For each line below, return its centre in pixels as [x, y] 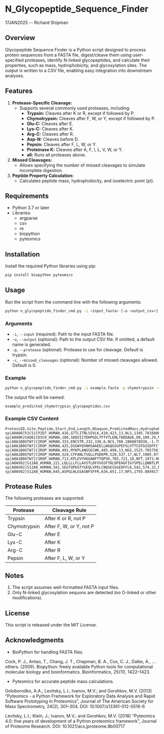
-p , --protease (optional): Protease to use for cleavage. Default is [77, 350]
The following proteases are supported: [45, 498]
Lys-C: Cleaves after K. [50, 129]
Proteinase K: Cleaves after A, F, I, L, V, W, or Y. [75, 150]
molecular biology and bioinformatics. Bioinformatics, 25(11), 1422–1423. [78, 672]
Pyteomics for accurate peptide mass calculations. [63, 681]
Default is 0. [24, 366]
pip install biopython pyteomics [39, 275]
